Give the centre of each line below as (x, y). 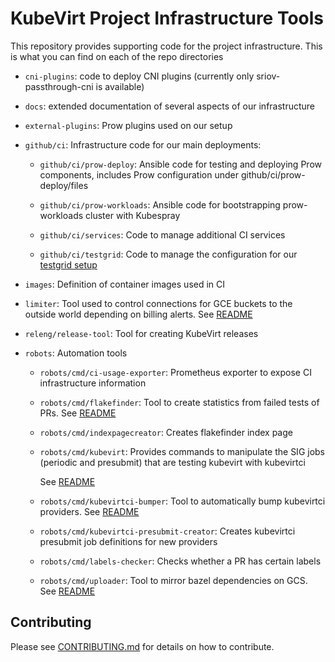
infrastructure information (93, 383)
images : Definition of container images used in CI (125, 284)
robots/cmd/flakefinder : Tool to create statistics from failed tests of (179, 402)
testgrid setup (68, 264)
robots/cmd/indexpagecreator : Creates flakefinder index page (166, 432)
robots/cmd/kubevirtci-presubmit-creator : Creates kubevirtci (167, 531)
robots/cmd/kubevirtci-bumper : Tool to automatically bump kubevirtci (182, 501)
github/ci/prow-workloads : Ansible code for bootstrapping (160, 204)
